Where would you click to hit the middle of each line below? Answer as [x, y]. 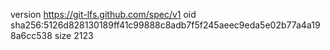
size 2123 [74, 35]
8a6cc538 [31, 35]
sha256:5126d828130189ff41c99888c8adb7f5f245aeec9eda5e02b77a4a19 [165, 25]
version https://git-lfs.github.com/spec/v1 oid [103, 14]
